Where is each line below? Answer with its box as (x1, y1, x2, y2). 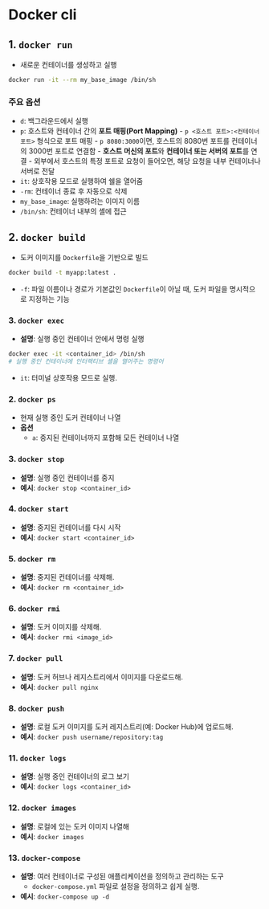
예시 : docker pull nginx (19, 682, 99, 691)
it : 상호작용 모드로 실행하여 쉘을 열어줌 (19, 177, 143, 186)
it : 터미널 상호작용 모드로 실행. (19, 373, 118, 382)
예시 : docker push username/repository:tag (19, 732, 164, 741)
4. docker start (8, 503, 69, 515)
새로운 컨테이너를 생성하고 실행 (19, 60, 117, 69)
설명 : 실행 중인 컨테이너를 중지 (19, 472, 115, 483)
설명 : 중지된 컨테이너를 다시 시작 (19, 522, 121, 532)
